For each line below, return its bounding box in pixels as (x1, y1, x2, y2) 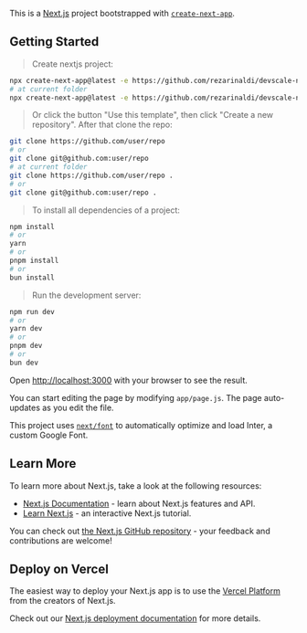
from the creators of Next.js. (9, 596, 116, 607)
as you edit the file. (42, 402, 114, 413)
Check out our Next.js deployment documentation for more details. (9, 613, 261, 624)
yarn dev (9, 324, 43, 333)
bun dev (9, 358, 39, 367)
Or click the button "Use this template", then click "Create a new (31, 110, 274, 121)
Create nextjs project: (31, 58, 114, 69)
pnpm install (9, 256, 59, 266)
